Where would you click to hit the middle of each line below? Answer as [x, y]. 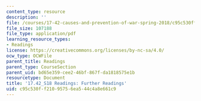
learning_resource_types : [38, 39]
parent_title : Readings [36, 61]
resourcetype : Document [36, 78]
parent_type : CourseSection [41, 67]
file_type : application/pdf [41, 34]
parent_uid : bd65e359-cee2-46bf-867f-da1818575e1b [71, 72]
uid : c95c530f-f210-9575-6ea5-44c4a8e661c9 [61, 89]
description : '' [26, 17]
